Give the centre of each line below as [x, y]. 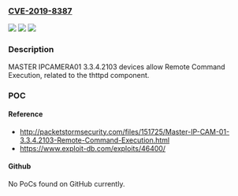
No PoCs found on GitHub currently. [67, 183]
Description [31, 50]
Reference [26, 114]
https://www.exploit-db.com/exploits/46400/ [93, 148]
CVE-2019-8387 [40, 11]
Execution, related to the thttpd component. [79, 75]
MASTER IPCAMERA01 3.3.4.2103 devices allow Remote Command [117, 67]
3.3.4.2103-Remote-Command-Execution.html [95, 140]
